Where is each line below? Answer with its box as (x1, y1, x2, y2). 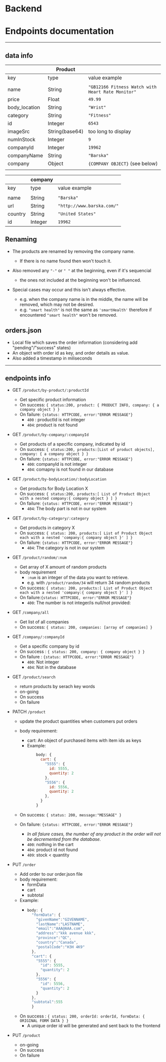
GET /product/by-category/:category (12, 515, 89, 521)
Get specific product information (19, 397, 86, 403)
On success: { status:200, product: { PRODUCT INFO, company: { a (19, 402, 160, 408)
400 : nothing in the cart (27, 841, 74, 847)
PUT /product (12, 1032, 41, 1038)
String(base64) (47, 128, 84, 135)
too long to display (88, 128, 131, 135)
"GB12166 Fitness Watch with (88, 84, 157, 89)
